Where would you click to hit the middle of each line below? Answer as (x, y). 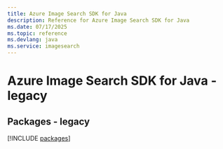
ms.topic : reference (38, 33)
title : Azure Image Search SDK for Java (67, 14)
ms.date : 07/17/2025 (38, 27)
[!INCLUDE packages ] (39, 138)
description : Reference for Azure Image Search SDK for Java (99, 20)
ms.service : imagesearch (43, 46)
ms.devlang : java (33, 40)
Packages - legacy (48, 121)
